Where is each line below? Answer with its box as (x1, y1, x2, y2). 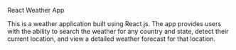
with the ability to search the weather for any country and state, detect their (7, 27, 229, 35)
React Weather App (7, 6, 65, 14)
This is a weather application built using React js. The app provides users (7, 20, 222, 27)
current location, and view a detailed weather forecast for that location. (7, 35, 215, 43)
